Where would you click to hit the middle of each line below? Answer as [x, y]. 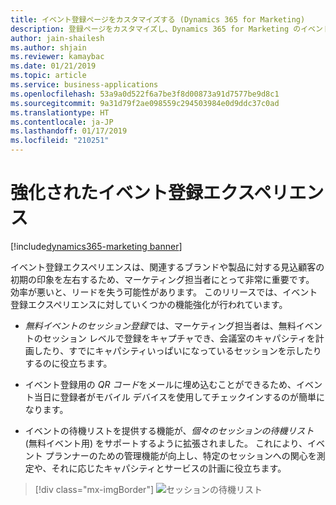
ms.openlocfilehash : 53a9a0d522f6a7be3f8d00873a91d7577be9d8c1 [145, 94]
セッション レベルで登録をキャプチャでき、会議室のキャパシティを [179, 338]
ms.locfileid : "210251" [60, 141]
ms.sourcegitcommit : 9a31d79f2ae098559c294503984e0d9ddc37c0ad [145, 103]
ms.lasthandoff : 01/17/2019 [69, 131]
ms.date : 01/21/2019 [53, 66]
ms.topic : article [48, 76]
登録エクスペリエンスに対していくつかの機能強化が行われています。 [149, 304]
